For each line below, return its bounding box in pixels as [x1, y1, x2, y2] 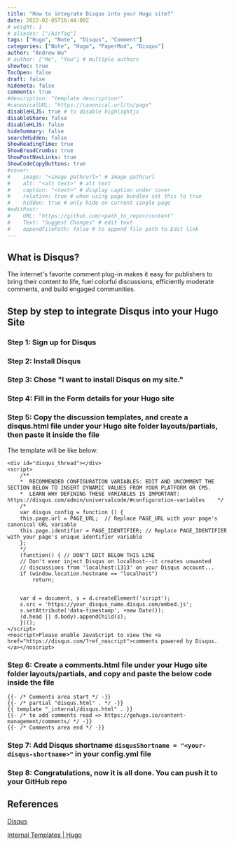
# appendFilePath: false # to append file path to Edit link [7, 225, 199, 232]
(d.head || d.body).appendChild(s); [20, 613, 128, 620]
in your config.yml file [74, 748, 152, 758]
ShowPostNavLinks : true [7, 154, 77, 161]
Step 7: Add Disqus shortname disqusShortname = [7, 740, 177, 750]
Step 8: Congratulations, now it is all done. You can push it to [7, 767, 219, 777]
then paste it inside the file [7, 430, 100, 440]
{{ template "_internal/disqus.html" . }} [7, 706, 133, 713]
